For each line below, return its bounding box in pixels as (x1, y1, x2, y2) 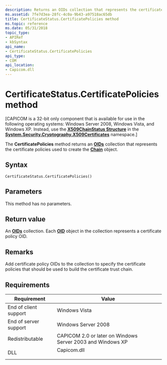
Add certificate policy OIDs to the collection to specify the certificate (5, 261, 146, 267)
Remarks (5, 248, 34, 256)
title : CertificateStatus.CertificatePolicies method (5, 16, 119, 21)
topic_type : (5, 30, 30, 35)
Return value (5, 215, 46, 223)
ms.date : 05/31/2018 (5, 26, 48, 31)
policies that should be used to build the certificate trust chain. (5, 266, 133, 272)
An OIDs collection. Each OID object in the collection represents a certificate (5, 228, 162, 234)
